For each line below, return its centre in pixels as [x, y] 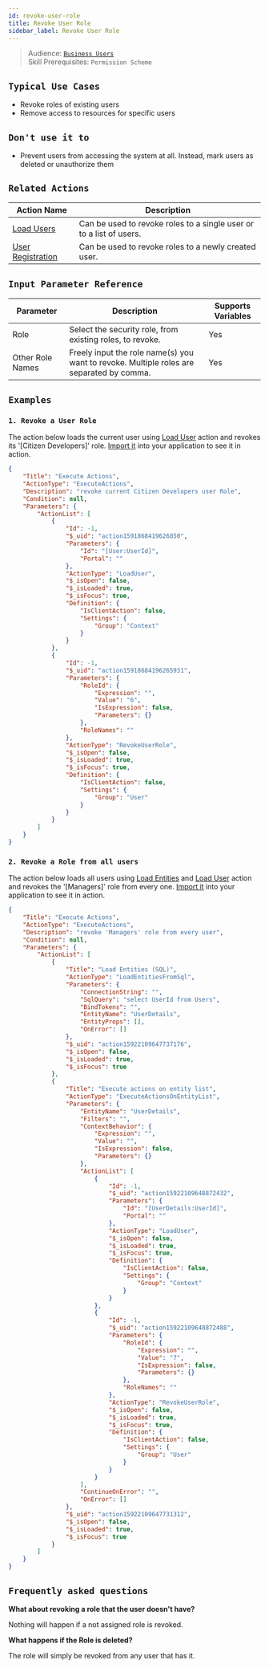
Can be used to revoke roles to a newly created [167, 246]
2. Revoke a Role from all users [73, 861]
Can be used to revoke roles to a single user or [167, 223]
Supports [232, 306]
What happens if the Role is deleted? [71, 1640]
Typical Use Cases [54, 86]
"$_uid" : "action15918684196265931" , [128, 670]
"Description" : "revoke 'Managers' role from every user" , [123, 932]
